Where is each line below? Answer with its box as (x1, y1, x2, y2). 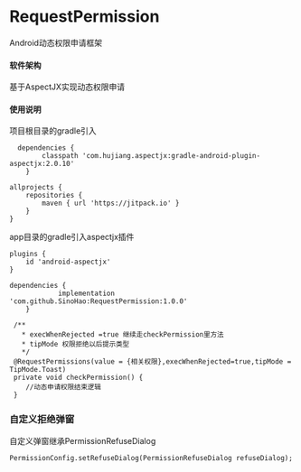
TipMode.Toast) (9, 366, 67, 375)
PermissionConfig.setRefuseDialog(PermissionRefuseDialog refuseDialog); (9, 453, 294, 462)
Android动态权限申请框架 (9, 37, 102, 48)
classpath (42, 152, 79, 161)
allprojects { (9, 183, 63, 192)
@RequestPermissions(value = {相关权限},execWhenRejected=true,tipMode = (13, 357, 292, 366)
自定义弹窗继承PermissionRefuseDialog (9, 435, 156, 446)
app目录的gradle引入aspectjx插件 (9, 232, 135, 243)
